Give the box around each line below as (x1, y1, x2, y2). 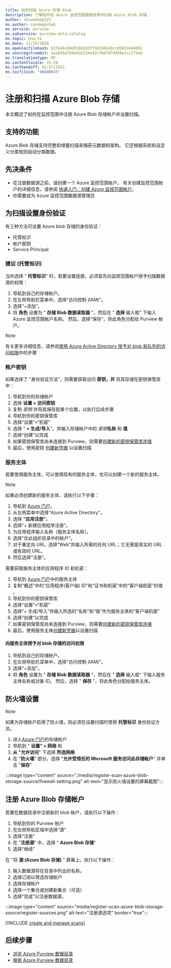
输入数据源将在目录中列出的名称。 (12, 868, 85, 874)
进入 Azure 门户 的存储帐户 (12, 736, 67, 742)
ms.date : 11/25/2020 (5, 41, 50, 46)
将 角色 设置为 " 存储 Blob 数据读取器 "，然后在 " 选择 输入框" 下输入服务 (12, 672, 165, 678)
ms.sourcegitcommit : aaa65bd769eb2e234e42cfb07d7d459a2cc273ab (5, 50, 143, 55)
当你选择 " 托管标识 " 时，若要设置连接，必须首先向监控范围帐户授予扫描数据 (5, 273, 165, 279)
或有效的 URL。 (12, 548, 46, 554)
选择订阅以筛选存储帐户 (12, 874, 62, 880)
